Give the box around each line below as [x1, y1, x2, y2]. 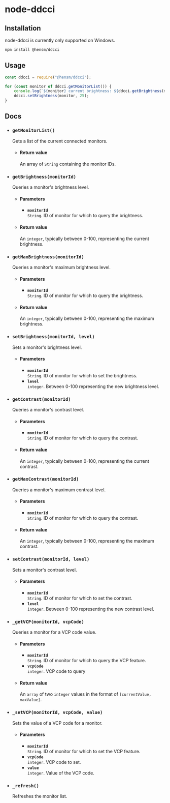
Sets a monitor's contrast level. [12, 567, 77, 573]
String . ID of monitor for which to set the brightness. [27, 372, 138, 378]
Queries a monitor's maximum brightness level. [12, 264, 111, 270]
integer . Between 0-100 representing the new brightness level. [27, 383, 159, 390]
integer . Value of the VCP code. [27, 769, 94, 776]
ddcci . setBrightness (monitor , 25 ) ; [14, 93, 89, 99]
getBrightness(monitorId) [12, 174, 77, 180]
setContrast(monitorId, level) [12, 556, 90, 562]
